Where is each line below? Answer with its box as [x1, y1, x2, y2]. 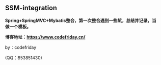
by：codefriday [5, 44, 37, 50]
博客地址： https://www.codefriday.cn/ [5, 34, 86, 40]
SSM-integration [5, 4, 57, 12]
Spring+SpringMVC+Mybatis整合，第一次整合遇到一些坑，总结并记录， [5, 17, 152, 23]
